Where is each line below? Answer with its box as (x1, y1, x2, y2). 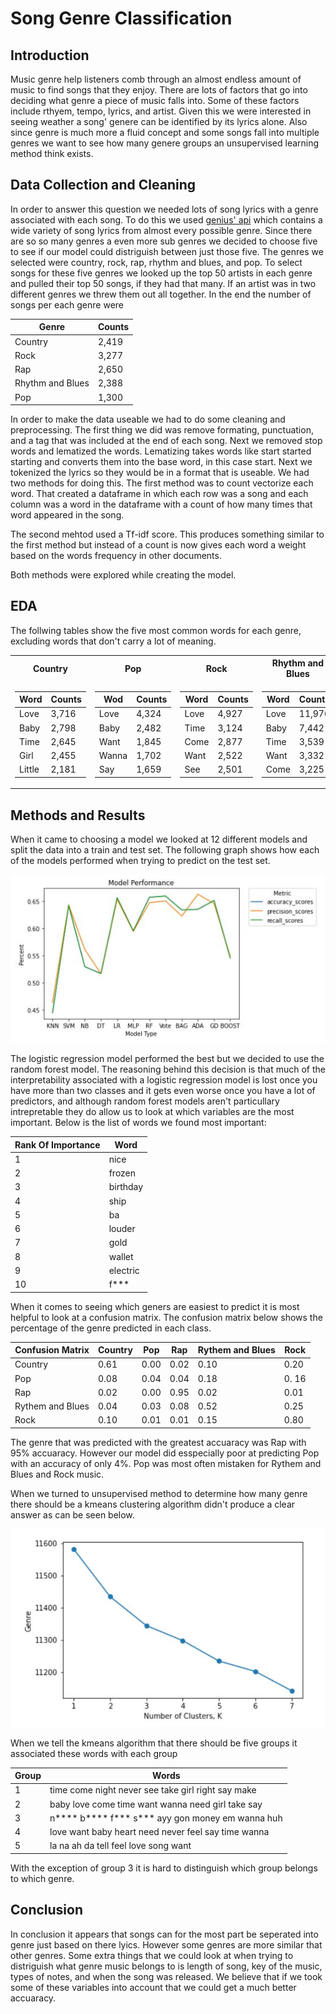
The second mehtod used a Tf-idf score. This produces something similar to (10, 528, 325, 541)
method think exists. (10, 148, 94, 159)
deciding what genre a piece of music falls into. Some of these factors (10, 95, 300, 106)
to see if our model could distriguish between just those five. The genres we (10, 245, 324, 257)
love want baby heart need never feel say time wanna (49, 1826, 270, 1838)
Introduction (10, 47, 90, 64)
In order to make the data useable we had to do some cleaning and (10, 413, 286, 426)
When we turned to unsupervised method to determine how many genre (10, 1487, 308, 1499)
